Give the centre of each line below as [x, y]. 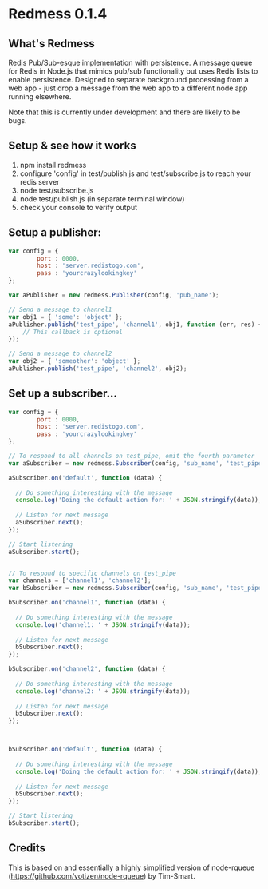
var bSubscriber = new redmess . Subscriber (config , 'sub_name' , [116, 588]
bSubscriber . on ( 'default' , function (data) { [85, 749]
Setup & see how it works [73, 146]
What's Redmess [51, 44]
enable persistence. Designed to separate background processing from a [128, 80]
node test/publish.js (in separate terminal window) [102, 199]
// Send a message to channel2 [60, 354]
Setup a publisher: [55, 233]
